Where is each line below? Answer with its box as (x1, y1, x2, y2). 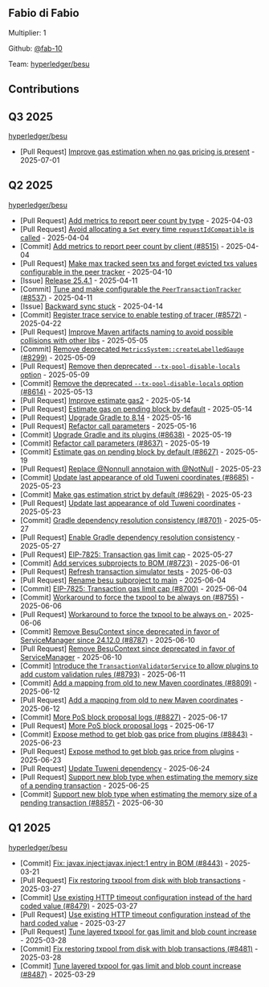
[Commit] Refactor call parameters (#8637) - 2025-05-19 (19, 438, 210, 448)
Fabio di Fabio (8, 6, 79, 20)
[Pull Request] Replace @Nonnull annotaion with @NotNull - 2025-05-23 (19, 463, 262, 474)
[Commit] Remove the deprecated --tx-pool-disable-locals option (19, 378, 244, 388)
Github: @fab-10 (8, 44, 63, 53)
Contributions (8, 82, 79, 96)
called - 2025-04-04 (19, 233, 90, 243)
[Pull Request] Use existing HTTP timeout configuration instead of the (19, 910, 251, 919)
